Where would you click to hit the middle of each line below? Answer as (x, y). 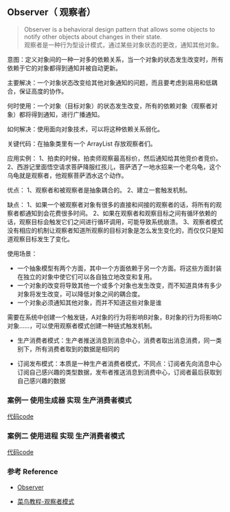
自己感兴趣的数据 (41, 381)
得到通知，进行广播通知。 (67, 114)
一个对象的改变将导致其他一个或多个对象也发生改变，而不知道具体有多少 (119, 285)
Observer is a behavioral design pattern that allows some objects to (119, 29)
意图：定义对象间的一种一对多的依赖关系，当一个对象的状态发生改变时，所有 (115, 59)
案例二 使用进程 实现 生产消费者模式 (66, 436)
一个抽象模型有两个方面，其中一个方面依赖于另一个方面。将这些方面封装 (119, 268)
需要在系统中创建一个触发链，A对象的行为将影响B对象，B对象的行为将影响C (115, 317)
